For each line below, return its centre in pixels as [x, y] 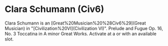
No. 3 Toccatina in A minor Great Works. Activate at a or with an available [81, 33]
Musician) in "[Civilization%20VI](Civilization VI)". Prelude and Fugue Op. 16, [84, 28]
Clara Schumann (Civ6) [54, 9]
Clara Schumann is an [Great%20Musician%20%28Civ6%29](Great [75, 23]
